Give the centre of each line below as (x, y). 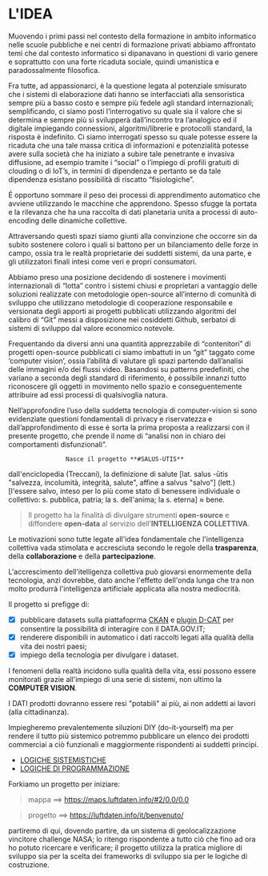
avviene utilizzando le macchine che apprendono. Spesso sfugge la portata (133, 203)
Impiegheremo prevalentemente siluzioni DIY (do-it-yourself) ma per (121, 728)
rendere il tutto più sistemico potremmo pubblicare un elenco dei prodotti (129, 736)
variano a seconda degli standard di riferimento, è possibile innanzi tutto (127, 377)
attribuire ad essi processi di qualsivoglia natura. (88, 394)
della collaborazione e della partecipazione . (82, 556)
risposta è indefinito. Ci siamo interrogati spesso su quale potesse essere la (133, 136)
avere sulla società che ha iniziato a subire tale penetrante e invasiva (121, 154)
